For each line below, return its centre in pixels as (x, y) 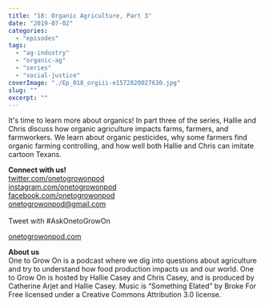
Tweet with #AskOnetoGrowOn (59, 221)
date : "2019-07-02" (41, 23)
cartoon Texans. (35, 155)
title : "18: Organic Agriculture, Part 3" (80, 16)
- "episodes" (37, 38)
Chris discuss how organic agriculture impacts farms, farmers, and (118, 129)
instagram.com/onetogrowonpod (63, 187)
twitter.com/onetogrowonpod (56, 179)
